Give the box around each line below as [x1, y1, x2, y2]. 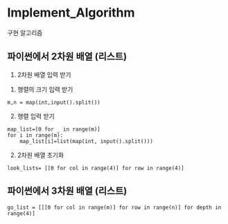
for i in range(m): [7, 131, 64, 139]
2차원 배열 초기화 [17, 151, 64, 159]
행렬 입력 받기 [17, 112, 55, 120]
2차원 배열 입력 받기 [17, 71, 71, 79]
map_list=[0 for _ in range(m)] [7, 126, 100, 133]
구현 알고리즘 [7, 28, 43, 37]
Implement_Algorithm [7, 5, 135, 21]
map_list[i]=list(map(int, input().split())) [19, 138, 154, 144]
